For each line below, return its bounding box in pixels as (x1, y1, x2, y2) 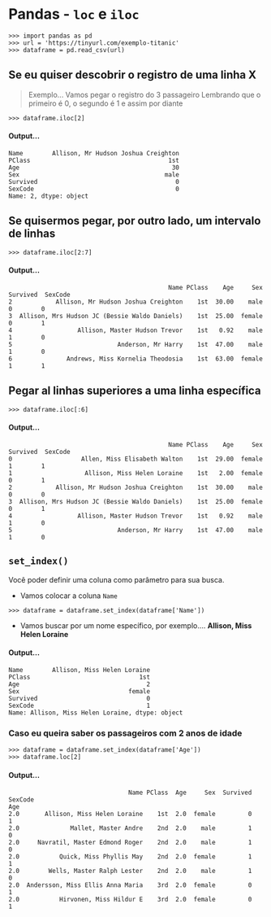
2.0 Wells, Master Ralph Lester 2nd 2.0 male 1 (8, 867, 252, 875)
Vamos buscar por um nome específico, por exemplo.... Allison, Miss (19, 620, 252, 631)
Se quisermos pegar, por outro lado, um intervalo (8, 214, 261, 228)
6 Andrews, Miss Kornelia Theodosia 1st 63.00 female (8, 355, 264, 363)
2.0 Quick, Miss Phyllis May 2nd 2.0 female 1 (8, 852, 252, 861)
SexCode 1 (8, 701, 151, 710)
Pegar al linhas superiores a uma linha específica (8, 384, 261, 398)
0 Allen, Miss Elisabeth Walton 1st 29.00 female (8, 455, 264, 463)
